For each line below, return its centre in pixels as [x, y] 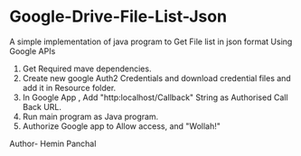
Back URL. [42, 106]
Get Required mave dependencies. [87, 69]
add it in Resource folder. [69, 87]
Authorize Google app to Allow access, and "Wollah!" [122, 126]
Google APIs [33, 50]
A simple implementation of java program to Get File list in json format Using [151, 41]
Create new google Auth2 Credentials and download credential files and [156, 78]
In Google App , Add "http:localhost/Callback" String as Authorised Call [155, 97]
